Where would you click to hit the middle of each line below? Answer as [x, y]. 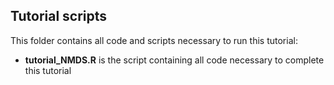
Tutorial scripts [59, 16]
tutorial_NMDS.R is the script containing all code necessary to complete [174, 60]
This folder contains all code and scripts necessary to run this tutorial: [154, 40]
